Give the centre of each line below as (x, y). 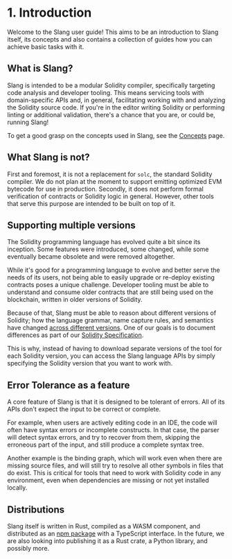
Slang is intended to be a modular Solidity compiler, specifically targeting (111, 85)
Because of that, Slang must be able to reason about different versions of (112, 313)
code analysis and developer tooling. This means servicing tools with (106, 92)
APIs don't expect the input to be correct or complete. (84, 409)
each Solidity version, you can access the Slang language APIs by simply (111, 356)
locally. (17, 488)
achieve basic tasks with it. (46, 46)
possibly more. (28, 548)
